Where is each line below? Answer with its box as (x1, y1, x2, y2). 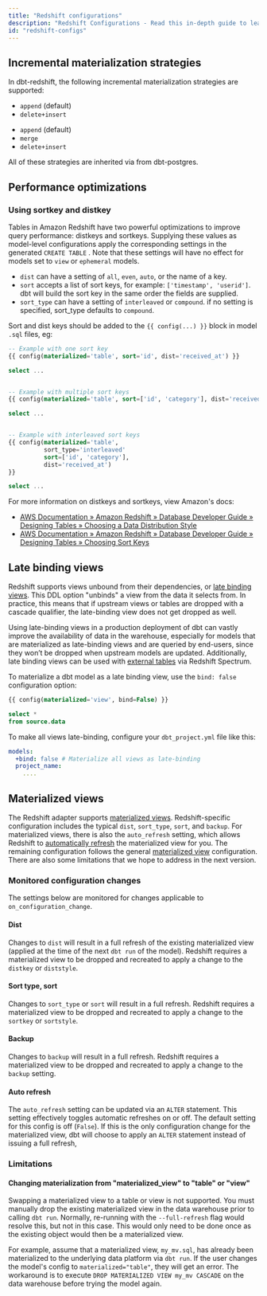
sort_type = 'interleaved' (43, 445, 126, 454)
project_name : (15, 762, 62, 770)
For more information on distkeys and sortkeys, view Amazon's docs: (8, 497, 234, 507)
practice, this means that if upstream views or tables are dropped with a (8, 599, 244, 609)
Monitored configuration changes (8, 875, 141, 886)
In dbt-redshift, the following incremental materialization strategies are (8, 77, 238, 87)
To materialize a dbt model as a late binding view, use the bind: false (8, 672, 237, 682)
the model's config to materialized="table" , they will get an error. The (8, 1262, 239, 1271)
